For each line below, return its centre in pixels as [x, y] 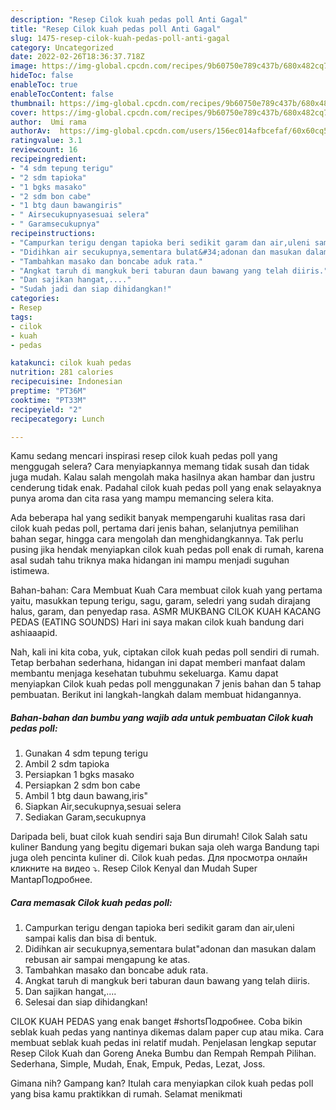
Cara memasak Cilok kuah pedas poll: [91, 902]
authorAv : [31, 131]
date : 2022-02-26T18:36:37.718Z [77, 57]
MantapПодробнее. [51, 880]
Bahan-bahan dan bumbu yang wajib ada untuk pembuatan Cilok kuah [162, 717]
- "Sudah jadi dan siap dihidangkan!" [91, 289]
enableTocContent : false [62, 94]
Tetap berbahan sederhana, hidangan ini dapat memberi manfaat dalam [158, 663]
